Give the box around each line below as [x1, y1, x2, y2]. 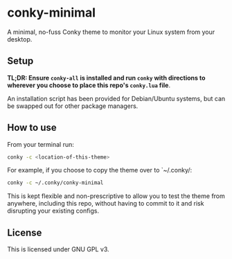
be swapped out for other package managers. [7, 102, 139, 110]
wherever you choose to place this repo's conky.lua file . [7, 81, 171, 89]
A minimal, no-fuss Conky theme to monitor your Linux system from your [7, 28, 215, 36]
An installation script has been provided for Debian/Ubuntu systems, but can [7, 94, 226, 102]
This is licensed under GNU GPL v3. [7, 245, 109, 253]
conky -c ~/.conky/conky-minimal [7, 179, 104, 186]
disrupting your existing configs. [7, 206, 99, 215]
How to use [7, 122, 57, 134]
